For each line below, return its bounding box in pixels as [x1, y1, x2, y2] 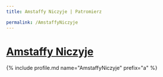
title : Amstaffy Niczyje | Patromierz [6, 8, 102, 15]
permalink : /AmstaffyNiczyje [6, 19, 78, 25]
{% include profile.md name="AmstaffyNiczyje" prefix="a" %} [6, 65, 158, 72]
